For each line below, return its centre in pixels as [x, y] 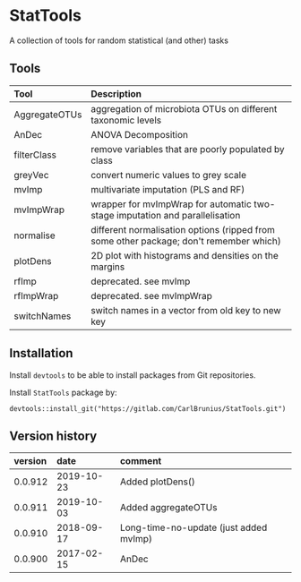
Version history [53, 436]
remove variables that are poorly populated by [188, 149]
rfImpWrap [36, 295]
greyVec [31, 175]
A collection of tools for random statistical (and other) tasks [119, 40]
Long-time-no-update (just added [193, 527]
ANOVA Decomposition [139, 134]
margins [108, 267]
